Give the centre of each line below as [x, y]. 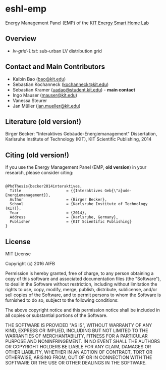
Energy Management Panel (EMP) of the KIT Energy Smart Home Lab [77, 23]
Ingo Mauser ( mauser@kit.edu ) [45, 95]
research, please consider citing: [39, 173]
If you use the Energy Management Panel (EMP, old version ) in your [76, 167]
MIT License [18, 254]
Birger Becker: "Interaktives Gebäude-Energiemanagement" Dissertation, [81, 134]
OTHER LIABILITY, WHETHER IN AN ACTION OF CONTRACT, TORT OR [79, 352]
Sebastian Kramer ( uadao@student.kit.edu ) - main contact [74, 89]
